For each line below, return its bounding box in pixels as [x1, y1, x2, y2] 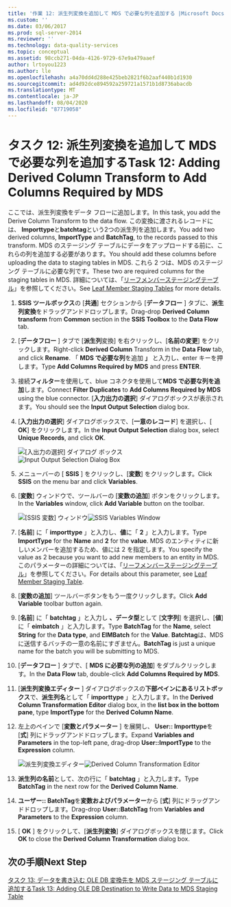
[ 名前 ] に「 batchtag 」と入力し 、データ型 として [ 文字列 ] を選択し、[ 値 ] [17, 613, 223, 622]
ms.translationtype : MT [8, 87, 76, 93]
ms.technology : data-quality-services [8, 42, 119, 49]
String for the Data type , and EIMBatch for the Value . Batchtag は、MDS [17, 630, 223, 639]
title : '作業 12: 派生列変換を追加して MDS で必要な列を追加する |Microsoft [8, 10, 209, 17]
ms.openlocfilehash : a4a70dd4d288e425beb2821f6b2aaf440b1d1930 [8, 74, 193, 81]
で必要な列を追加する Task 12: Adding [8, 155, 221, 170]
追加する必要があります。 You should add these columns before [37, 249, 217, 258]
